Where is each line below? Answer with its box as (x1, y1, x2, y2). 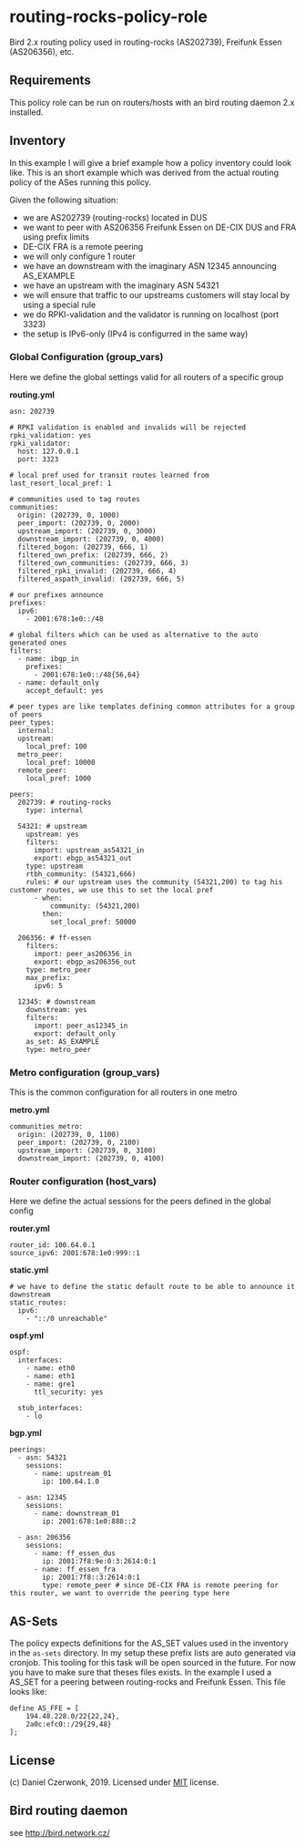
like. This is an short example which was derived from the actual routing (9, 167, 280, 178)
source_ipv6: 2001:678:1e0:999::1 (9, 1249, 141, 1258)
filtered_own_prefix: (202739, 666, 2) (17, 550, 169, 560)
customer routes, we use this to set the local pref (9, 885, 214, 894)
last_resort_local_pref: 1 (9, 479, 112, 488)
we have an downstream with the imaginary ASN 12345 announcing (22, 260, 278, 271)
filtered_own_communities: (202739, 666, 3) (17, 558, 189, 567)
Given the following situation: (9, 194, 118, 205)
